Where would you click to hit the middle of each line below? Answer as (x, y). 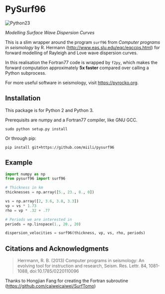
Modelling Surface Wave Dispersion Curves (50, 32)
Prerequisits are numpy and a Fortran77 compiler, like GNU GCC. (71, 120)
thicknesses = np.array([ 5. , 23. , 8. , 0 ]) (50, 193)
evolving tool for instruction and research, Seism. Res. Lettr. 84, (82, 266)
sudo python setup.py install (37, 129)
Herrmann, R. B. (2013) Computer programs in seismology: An (81, 261)
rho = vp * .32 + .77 (28, 210)
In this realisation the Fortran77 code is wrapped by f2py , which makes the (82, 62)
